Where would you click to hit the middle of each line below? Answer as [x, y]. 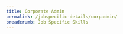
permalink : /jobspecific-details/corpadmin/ [62, 17]
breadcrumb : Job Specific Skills [47, 22]
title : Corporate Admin [35, 11]
